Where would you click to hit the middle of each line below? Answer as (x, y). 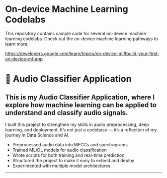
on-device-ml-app (24, 59)
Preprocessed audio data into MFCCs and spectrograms (70, 144)
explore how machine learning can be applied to (81, 105)
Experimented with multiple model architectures (61, 166)
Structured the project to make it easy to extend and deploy (73, 160)
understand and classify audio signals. (67, 113)
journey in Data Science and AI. (37, 135)
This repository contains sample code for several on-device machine (76, 33)
